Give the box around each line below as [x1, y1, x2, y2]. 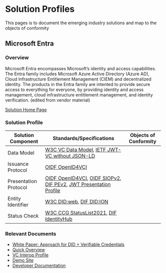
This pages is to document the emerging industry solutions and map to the [5, 20, 157, 26]
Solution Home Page [5, 106, 47, 112]
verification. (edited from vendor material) [5, 97, 90, 103]
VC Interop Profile [12, 252, 49, 258]
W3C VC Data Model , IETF [45, 146, 106, 153]
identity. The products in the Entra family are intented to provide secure [5, 81, 151, 87]
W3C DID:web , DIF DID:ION [45, 198, 109, 205]
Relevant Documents [5, 230, 56, 237]
